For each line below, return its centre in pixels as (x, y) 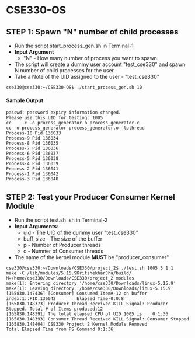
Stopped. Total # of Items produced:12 (55, 309)
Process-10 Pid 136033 (34, 133)
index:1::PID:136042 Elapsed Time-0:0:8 (65, 299)
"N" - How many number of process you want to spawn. (91, 58)
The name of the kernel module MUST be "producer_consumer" (92, 257)
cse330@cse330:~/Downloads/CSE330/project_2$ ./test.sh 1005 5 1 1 (90, 268)
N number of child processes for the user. (65, 70)
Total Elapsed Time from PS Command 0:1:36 (60, 330)
